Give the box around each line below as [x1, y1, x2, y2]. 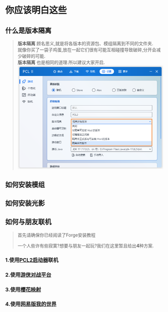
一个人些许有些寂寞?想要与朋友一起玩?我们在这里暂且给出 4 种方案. [17, 243, 154, 249]
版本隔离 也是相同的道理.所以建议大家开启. [17, 59, 105, 65]
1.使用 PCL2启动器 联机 [5, 256, 59, 263]
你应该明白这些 [5, 5, 67, 16]
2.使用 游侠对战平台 [5, 271, 52, 278]
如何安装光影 [5, 199, 45, 207]
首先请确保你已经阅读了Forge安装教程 [17, 232, 96, 238]
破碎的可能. [22, 53, 46, 59]
